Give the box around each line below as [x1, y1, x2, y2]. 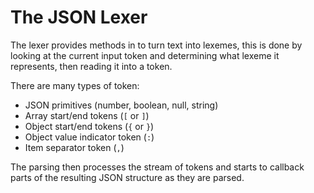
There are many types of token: [10, 79, 140, 91]
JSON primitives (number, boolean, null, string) [24, 99, 219, 111]
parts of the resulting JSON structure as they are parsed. [10, 171, 245, 183]
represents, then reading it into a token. [10, 60, 173, 72]
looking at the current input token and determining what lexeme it [10, 49, 280, 61]
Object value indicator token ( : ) [24, 131, 155, 143]
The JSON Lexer [10, 6, 148, 29]
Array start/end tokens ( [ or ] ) [24, 109, 150, 121]
